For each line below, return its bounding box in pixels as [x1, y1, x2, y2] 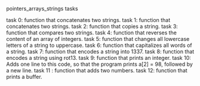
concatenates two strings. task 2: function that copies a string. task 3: [6, 23, 178, 30]
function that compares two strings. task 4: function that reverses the [6, 29, 177, 36]
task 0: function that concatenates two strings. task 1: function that [6, 17, 171, 23]
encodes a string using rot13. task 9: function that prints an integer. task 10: [6, 55, 191, 61]
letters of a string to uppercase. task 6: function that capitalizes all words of [6, 42, 192, 49]
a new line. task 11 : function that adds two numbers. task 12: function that [6, 67, 188, 74]
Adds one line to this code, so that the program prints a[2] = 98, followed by [6, 60, 193, 68]
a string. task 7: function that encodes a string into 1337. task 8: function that [6, 48, 195, 55]
